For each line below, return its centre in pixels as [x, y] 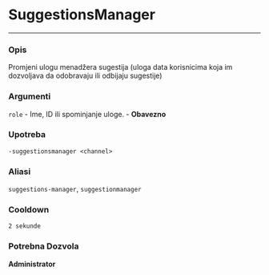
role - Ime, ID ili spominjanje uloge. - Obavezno [87, 114]
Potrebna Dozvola [44, 246]
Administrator [32, 264]
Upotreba [27, 135]
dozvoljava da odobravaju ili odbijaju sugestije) [85, 76]
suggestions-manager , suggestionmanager [75, 189]
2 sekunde [25, 226]
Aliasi [20, 172]
